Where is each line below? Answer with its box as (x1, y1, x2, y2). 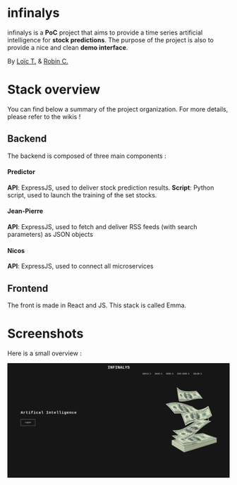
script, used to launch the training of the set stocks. (7, 190, 157, 199)
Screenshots (7, 326, 84, 342)
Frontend (7, 282, 49, 294)
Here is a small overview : (7, 349, 83, 357)
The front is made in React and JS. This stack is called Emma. (7, 301, 187, 309)
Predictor (7, 168, 35, 176)
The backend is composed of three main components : (7, 152, 167, 160)
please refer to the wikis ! (7, 112, 81, 121)
